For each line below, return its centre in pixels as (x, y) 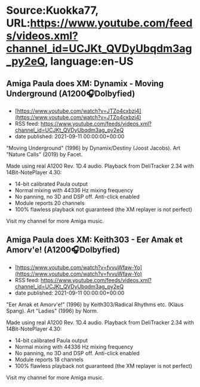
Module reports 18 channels (49, 359)
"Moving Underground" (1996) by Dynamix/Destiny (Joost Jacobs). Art (93, 148)
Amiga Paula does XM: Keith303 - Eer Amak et (95, 240)
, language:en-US (89, 61)
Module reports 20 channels (50, 203)
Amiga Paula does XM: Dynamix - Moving (85, 84)
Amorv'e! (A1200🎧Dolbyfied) (63, 250)
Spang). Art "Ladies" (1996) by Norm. (52, 311)
